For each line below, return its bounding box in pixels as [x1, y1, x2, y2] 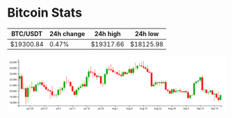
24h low [134, 30, 159, 38]
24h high [94, 30, 122, 38]
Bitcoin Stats [7, 5, 83, 21]
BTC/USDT [11, 30, 43, 38]
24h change [49, 30, 85, 38]
